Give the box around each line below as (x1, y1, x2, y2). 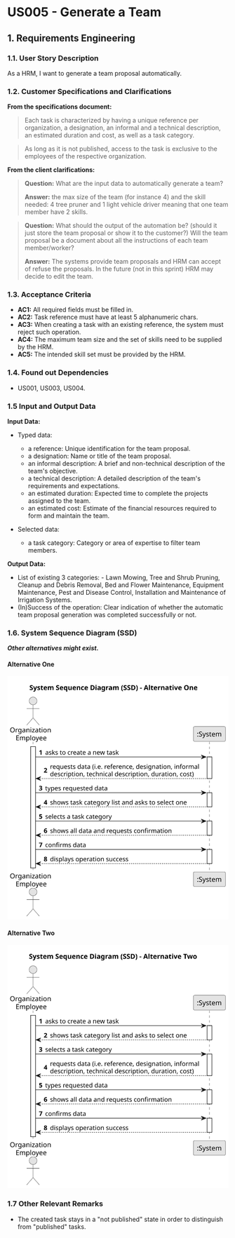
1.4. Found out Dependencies (7, 368, 109, 377)
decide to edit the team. (24, 272, 93, 281)
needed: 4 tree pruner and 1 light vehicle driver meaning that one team (24, 201, 229, 209)
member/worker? (24, 243, 75, 253)
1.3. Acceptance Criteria (7, 290, 91, 300)
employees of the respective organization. (24, 152, 147, 161)
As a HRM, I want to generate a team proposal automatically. (7, 69, 182, 77)
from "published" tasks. (17, 1222, 86, 1231)
